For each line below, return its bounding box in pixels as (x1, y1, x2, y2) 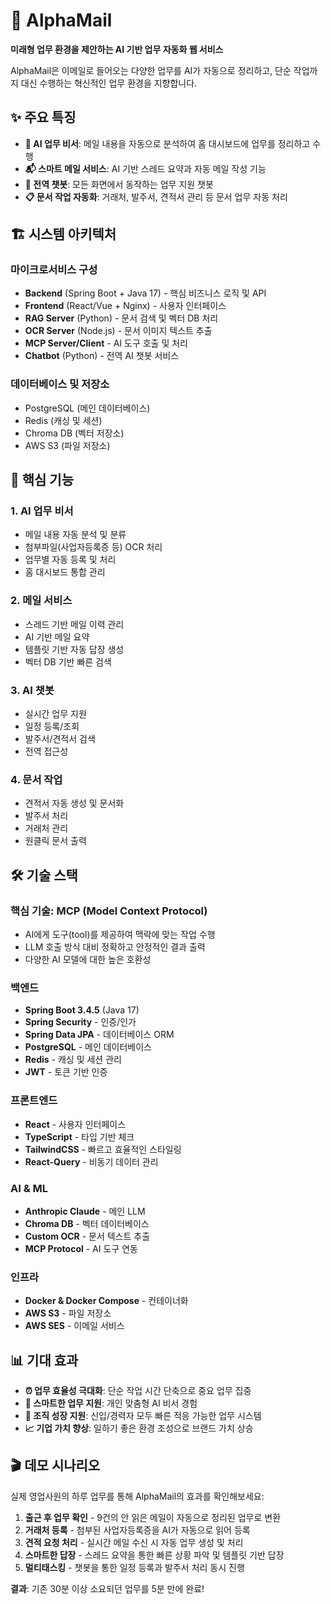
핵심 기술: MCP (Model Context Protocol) (10, 904, 208, 918)
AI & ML (10, 1181, 49, 1195)
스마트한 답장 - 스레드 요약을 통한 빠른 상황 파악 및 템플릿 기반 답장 (24, 1549, 285, 1561)
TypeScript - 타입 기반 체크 (24, 1130, 135, 1143)
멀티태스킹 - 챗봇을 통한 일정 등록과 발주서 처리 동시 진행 (24, 1561, 245, 1573)
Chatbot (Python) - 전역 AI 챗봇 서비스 (24, 350, 180, 362)
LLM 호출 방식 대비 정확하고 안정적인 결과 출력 (24, 941, 206, 953)
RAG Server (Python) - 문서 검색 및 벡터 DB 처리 (24, 312, 219, 324)
